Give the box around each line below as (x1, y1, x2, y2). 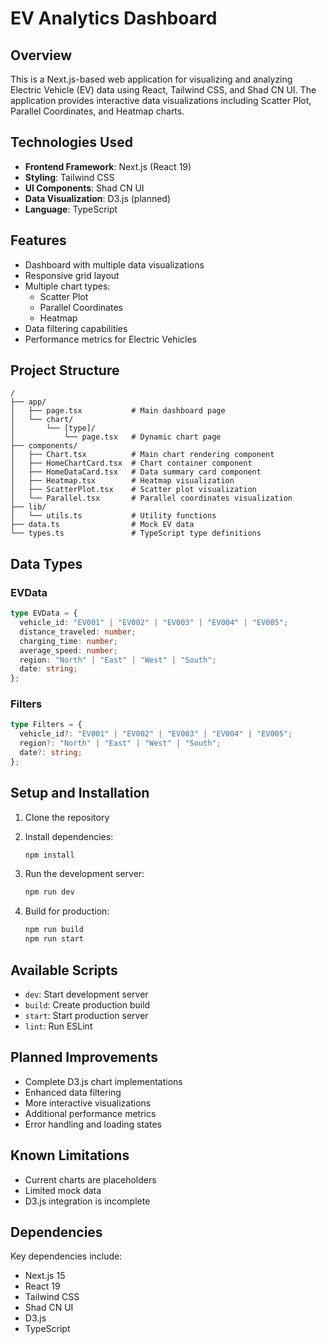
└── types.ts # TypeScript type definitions (10, 528, 262, 539)
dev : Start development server (24, 988, 149, 1000)
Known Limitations (10, 1147, 130, 1164)
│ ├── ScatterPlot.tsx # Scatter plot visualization (10, 485, 257, 495)
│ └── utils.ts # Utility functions (10, 511, 217, 521)
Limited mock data (24, 1184, 102, 1196)
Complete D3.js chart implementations (24, 1075, 183, 1087)
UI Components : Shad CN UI (24, 182, 145, 194)
